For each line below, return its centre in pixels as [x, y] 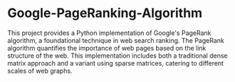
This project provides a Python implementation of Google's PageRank [109, 33]
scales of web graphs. [40, 71]
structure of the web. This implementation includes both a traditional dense [117, 56]
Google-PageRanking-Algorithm [105, 13]
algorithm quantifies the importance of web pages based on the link [107, 48]
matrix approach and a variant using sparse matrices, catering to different [116, 63]
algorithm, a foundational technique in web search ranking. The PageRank [116, 40]
